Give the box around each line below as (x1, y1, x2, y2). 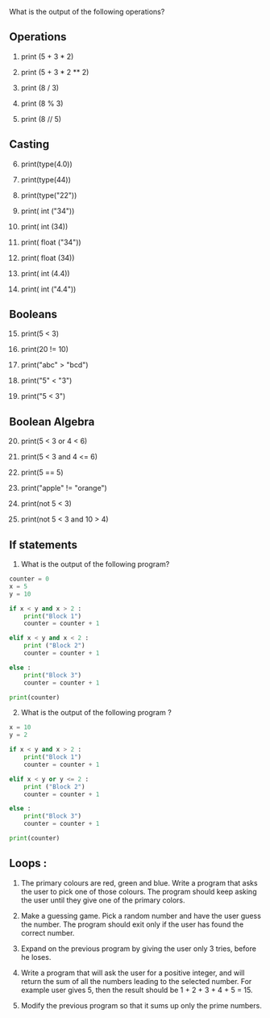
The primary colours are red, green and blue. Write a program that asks (20, 878, 258, 887)
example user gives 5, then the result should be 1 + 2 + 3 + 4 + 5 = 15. (20, 985, 253, 995)
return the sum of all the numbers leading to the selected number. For (20, 976, 252, 986)
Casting (9, 137, 50, 152)
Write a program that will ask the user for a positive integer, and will (20, 968, 245, 978)
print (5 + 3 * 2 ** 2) (20, 67, 89, 77)
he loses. (20, 952, 52, 961)
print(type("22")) (20, 190, 77, 200)
